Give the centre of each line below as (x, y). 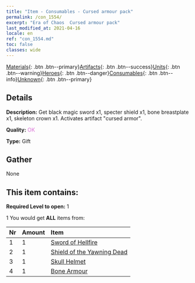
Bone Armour (69, 271)
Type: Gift (18, 141)
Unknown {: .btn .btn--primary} (55, 79)
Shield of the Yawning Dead (89, 252)
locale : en (19, 34)
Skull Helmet (68, 262)
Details (19, 98)
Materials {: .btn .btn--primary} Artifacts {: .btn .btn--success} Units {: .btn (93, 67)
